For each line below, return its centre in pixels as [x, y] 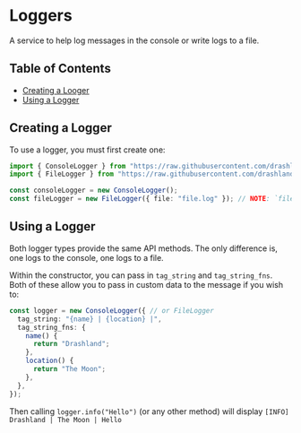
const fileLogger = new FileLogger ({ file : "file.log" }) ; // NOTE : [140, 199]
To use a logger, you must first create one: [87, 150]
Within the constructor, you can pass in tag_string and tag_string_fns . [141, 275]
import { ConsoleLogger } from [68, 166]
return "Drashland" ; [71, 344]
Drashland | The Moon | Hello [66, 420]
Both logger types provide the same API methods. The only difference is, [143, 248]
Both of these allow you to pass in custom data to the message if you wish [146, 284]
